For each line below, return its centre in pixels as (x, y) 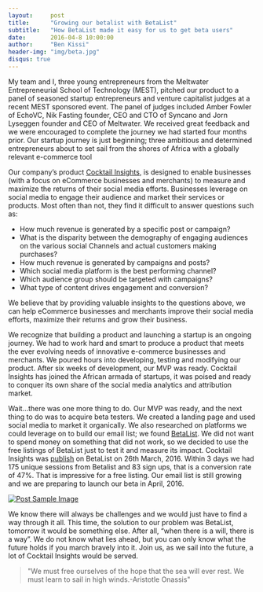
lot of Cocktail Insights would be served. (73, 556)
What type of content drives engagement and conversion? (114, 287)
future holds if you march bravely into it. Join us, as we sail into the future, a (131, 547)
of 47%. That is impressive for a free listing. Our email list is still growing (125, 475)
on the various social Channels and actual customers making (118, 245)
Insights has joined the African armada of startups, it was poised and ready (130, 376)
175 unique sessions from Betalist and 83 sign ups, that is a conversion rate (130, 467)
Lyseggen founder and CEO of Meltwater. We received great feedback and (129, 123)
